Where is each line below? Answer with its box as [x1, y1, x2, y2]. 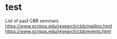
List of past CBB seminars [5, 18, 59, 24]
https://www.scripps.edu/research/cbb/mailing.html [5, 23, 112, 29]
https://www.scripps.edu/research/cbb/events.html [5, 28, 111, 34]
